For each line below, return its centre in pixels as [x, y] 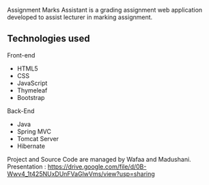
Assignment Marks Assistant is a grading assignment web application [105, 10]
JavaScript [32, 83]
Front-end [21, 55]
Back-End [21, 111]
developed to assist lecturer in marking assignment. [80, 17]
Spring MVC [34, 131]
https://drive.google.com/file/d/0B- [97, 166]
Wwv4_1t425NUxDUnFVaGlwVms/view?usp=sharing [81, 173]
